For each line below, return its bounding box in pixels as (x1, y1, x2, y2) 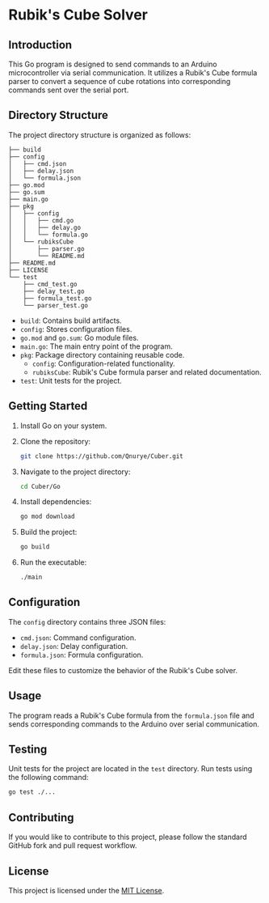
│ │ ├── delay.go (8, 223, 82, 231)
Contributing (8, 811, 74, 825)
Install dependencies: (19, 497, 92, 507)
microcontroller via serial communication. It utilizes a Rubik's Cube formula (8, 68, 258, 78)
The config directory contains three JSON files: (8, 617, 166, 626)
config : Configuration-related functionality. (32, 358, 175, 368)
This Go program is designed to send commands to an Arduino (8, 59, 218, 69)
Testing (8, 743, 48, 757)
